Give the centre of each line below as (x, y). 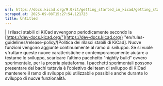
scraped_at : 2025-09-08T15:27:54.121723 (47, 14)
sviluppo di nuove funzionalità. (36, 78)
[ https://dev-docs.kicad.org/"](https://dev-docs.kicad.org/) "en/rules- (75, 37)
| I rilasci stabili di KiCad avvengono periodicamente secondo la (68, 32)
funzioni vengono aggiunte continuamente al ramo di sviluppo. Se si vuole (79, 48)
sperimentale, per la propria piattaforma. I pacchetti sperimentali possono (79, 63)
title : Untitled (21, 18)
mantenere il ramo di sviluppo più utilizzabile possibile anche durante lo (76, 73)
